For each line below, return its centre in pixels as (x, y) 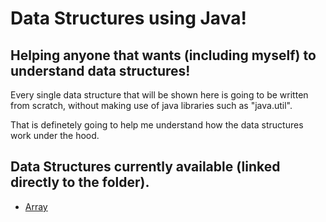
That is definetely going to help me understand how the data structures (157, 125)
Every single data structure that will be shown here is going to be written (159, 95)
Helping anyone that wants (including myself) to (163, 55)
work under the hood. (55, 135)
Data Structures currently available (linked (145, 167)
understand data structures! (100, 70)
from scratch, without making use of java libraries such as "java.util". (151, 105)
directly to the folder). (80, 182)
